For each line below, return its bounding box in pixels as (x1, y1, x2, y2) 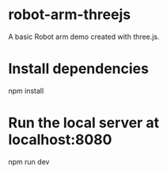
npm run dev (8, 157, 50, 166)
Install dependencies (8, 60, 149, 78)
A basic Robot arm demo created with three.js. (8, 32, 160, 41)
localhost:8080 (8, 131, 112, 149)
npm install (8, 86, 44, 95)
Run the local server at (8, 114, 160, 132)
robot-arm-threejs (8, 6, 131, 24)
